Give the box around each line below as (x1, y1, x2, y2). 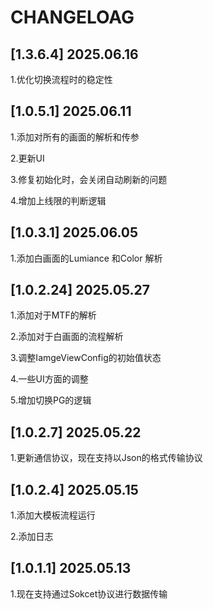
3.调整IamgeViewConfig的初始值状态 (10, 352, 162, 364)
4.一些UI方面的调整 (10, 373, 89, 385)
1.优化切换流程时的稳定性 (10, 74, 113, 85)
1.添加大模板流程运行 (10, 509, 96, 521)
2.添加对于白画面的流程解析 (10, 331, 124, 343)
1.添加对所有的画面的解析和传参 (10, 131, 140, 143)
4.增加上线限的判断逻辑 (10, 194, 107, 206)
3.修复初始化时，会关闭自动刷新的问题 (10, 173, 168, 185)
